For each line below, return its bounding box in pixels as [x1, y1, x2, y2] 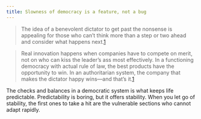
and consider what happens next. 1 [20, 38, 107, 45]
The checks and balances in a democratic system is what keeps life [6, 87, 174, 94]
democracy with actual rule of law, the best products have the [20, 63, 175, 70]
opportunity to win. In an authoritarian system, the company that [20, 69, 181, 76]
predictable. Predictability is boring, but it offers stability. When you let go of [6, 93, 196, 100]
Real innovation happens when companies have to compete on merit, [20, 49, 193, 57]
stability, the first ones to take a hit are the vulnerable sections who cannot [6, 100, 191, 107]
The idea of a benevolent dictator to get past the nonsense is [20, 25, 173, 32]
